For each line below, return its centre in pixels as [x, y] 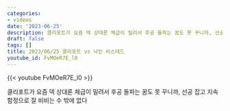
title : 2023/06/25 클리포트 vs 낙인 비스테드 [66, 52]
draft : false [26, 39]
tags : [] [20, 45]
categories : [24, 13]
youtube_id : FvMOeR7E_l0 [42, 58]
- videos [20, 20]
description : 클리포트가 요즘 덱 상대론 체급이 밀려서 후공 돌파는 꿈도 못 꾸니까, [110, 33]
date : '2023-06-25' [35, 26]
